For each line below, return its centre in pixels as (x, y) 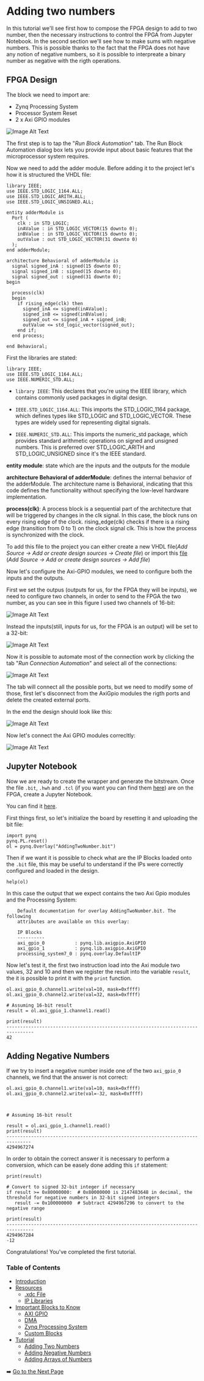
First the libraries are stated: (42, 357)
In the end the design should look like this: (60, 711)
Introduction (31, 1281)
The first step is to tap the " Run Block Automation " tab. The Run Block (95, 143)
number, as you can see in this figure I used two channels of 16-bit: (91, 602)
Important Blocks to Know (48, 1307)
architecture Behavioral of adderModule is (63, 261)
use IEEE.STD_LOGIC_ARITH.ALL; (46, 196)
